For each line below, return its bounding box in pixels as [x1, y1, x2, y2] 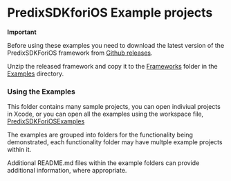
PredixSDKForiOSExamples [7, 117, 85, 126]
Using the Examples [7, 87, 76, 96]
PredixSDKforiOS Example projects [7, 5, 213, 21]
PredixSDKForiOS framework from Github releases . [7, 49, 154, 57]
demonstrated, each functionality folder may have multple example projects [7, 138, 223, 146]
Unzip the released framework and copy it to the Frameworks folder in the [7, 62, 218, 70]
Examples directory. [7, 69, 64, 78]
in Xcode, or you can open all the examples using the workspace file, [7, 110, 204, 119]
